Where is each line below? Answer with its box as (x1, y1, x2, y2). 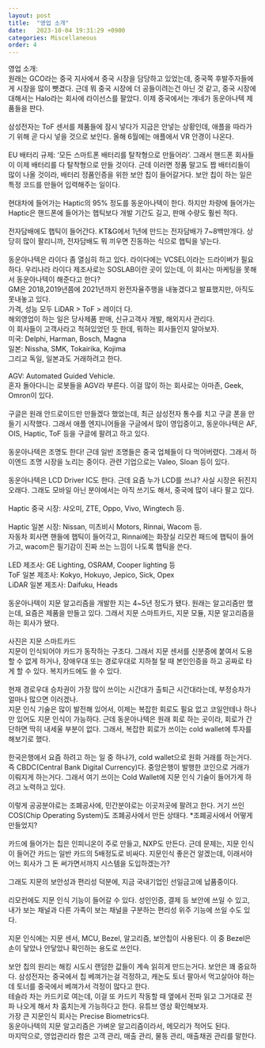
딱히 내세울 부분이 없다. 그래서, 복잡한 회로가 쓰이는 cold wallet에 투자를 (28, 724, 252, 734)
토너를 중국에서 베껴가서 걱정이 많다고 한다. (16, 981, 150, 992)
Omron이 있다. (8, 390, 54, 401)
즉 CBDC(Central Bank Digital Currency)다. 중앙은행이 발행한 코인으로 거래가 (8, 762, 250, 772)
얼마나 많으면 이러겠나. (8, 695, 78, 704)
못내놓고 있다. (8, 294, 51, 304)
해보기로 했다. (8, 735, 51, 744)
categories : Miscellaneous (8, 33, 97, 42)
